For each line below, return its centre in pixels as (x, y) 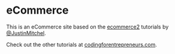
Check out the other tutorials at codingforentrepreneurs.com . (82, 45)
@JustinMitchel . (26, 33)
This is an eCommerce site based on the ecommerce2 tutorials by (87, 27)
